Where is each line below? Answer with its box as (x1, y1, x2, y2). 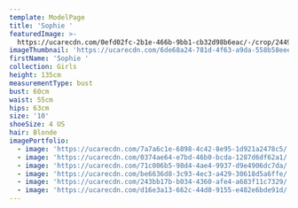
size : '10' (9, 112, 50, 120)
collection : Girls (9, 63, 77, 72)
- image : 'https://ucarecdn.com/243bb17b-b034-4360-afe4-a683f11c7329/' (17, 178, 292, 187)
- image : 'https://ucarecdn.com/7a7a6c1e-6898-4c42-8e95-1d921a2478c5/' (17, 144, 292, 153)
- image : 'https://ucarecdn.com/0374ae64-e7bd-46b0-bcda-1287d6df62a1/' (17, 152, 292, 162)
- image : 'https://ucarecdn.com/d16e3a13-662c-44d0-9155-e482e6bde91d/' (17, 186, 292, 195)
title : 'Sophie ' (9, 21, 74, 30)
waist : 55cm (9, 95, 53, 104)
